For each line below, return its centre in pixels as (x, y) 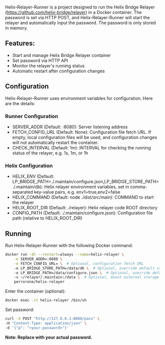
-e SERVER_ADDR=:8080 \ (38, 259)
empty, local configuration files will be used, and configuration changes (84, 137)
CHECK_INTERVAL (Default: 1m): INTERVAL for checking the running (82, 147)
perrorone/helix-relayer (39, 282)
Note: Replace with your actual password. (49, 337)
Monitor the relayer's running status (48, 65)
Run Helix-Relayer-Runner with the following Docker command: (69, 246)
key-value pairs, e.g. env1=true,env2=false (77, 192)
